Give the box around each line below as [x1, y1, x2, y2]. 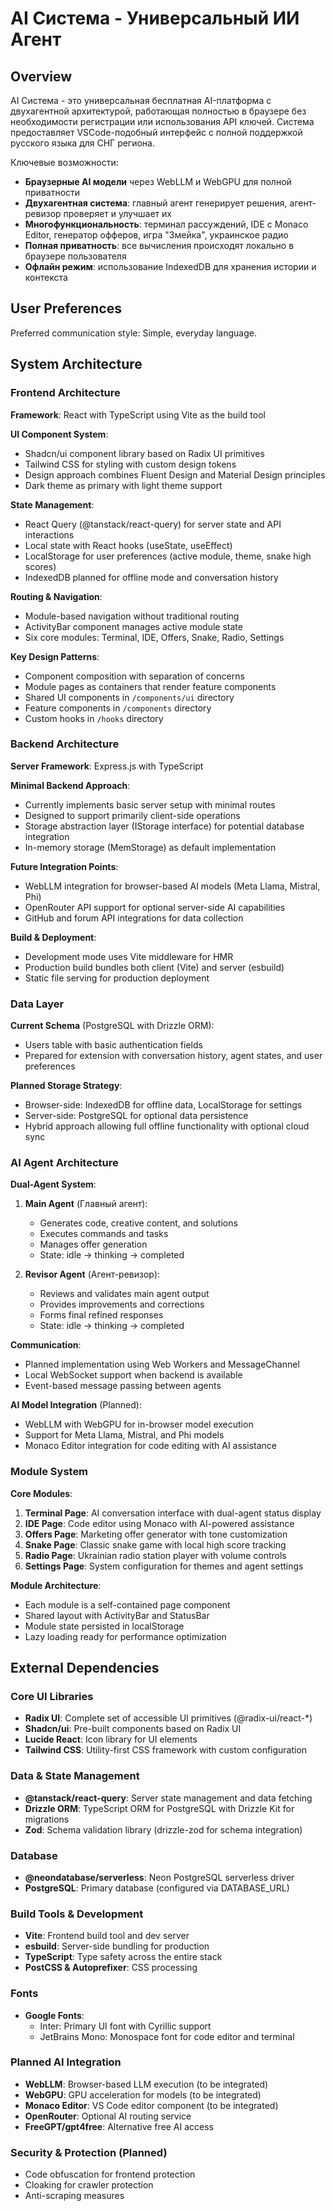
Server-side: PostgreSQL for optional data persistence [24, 1110, 249, 1122]
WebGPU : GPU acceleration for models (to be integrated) [24, 2088, 262, 2101]
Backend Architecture [10, 737, 120, 751]
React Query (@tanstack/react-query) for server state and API [24, 518, 282, 530]
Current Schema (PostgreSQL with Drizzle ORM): [10, 1020, 215, 1032]
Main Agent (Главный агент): [24, 1198, 148, 1210]
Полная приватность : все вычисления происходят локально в [24, 240, 295, 251]
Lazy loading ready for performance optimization [24, 1630, 227, 1642]
